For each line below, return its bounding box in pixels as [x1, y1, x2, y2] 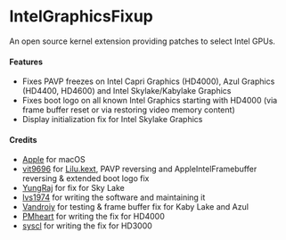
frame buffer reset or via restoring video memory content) [21, 104, 235, 115]
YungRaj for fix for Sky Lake [21, 183, 125, 194]
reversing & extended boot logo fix [21, 173, 150, 184]
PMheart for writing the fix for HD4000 [21, 211, 165, 222]
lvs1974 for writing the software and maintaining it [21, 192, 206, 203]
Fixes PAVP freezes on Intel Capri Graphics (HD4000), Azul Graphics [21, 76, 275, 87]
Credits [9, 134, 37, 145]
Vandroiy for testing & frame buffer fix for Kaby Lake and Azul [21, 202, 249, 212]
